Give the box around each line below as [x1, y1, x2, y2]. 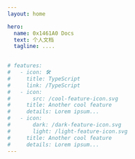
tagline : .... [13, 43, 55, 50]
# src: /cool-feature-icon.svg [7, 95, 119, 102]
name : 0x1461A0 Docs [13, 30, 74, 37]
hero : [7, 23, 23, 30]
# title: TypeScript [7, 75, 81, 82]
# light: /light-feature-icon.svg [7, 128, 129, 135]
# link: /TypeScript [7, 82, 81, 89]
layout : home [7, 10, 46, 18]
